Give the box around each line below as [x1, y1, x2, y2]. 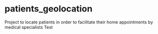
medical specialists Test [4, 24, 53, 30]
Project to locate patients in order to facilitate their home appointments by [4, 19, 154, 25]
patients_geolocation [4, 3, 92, 14]
